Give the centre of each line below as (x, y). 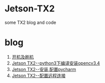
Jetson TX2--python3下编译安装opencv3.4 (56, 63)
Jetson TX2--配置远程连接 (39, 76)
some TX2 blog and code (30, 22)
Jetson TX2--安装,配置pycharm (44, 69)
